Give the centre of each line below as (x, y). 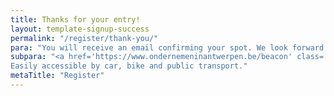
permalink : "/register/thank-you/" (84, 38)
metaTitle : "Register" (57, 76)
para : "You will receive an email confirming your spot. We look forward (167, 47)
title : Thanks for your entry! (75, 19)
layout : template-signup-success (80, 29)
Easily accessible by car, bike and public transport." (129, 66)
